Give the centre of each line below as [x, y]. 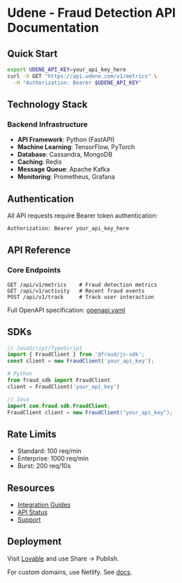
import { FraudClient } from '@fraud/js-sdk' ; [76, 355]
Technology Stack [47, 105]
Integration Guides [44, 505]
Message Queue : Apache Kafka [63, 169]
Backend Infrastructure [48, 124]
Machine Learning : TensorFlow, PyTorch [76, 147]
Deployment [35, 541]
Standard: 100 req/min [49, 451]
